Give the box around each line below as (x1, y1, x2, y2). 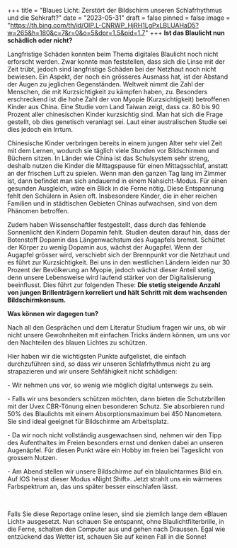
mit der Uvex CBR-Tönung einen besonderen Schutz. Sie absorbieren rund (7, 402, 225, 410)
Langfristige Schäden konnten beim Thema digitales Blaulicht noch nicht (7, 50, 219, 58)
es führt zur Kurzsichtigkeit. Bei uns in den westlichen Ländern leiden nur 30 (7, 258, 231, 267)
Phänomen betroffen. (7, 207, 69, 215)
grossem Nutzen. (7, 454, 58, 462)
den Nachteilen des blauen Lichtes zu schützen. (7, 338, 147, 347)
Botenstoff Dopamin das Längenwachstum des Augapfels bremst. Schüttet (7, 235, 226, 244)
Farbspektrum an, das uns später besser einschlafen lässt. (7, 482, 178, 491)
